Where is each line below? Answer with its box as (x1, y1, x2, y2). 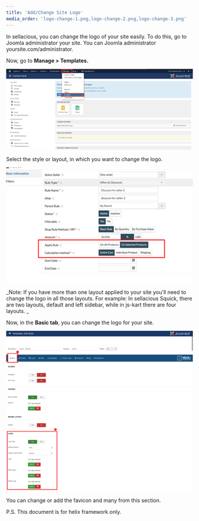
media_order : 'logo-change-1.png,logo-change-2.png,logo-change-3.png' (6, 15, 187, 22)
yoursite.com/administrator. (6, 45, 73, 53)
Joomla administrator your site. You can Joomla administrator (6, 39, 156, 46)
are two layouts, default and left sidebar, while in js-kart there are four (6, 301, 176, 308)
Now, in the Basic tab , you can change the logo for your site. (6, 319, 154, 326)
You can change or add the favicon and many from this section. (6, 497, 161, 504)
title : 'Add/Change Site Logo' (6, 9, 84, 15)
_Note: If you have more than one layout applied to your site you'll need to (6, 288, 187, 296)
